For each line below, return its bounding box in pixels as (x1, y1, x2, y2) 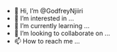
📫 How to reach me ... (13, 37, 80, 45)
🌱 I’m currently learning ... (13, 22, 90, 30)
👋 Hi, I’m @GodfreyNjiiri (13, 7, 84, 15)
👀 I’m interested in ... (13, 14, 74, 22)
